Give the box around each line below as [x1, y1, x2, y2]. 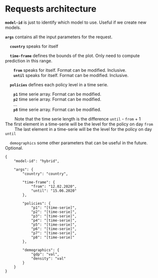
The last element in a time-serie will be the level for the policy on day [14, 126, 152, 132]
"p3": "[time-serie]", [31, 214, 77, 218]
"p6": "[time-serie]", [31, 226, 77, 231]
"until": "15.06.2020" [31, 188, 77, 193]
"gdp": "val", [31, 252, 60, 257]
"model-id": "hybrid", [14, 158, 60, 163]
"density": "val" [31, 256, 66, 261]
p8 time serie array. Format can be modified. [13, 107, 102, 112]
